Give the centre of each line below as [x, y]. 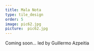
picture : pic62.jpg [27, 29]
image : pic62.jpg [23, 24]
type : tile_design [24, 15]
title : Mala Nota [23, 10]
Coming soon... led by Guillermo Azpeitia [47, 43]
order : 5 [14, 19]
